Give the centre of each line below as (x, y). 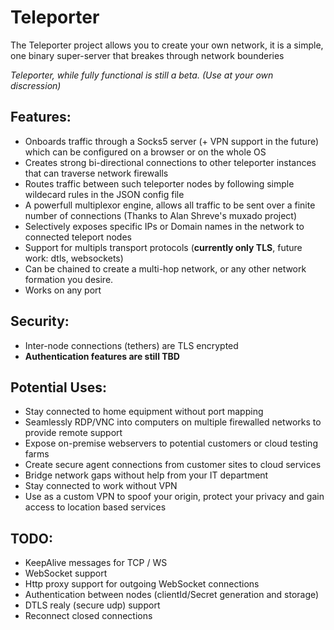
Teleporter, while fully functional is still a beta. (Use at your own (142, 75)
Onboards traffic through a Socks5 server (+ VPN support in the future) (172, 141)
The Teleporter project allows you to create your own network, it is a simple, (167, 45)
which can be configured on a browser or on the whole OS (145, 152)
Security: (40, 321)
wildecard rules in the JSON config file (104, 194)
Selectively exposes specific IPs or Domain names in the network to (164, 226)
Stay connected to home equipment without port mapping (144, 412)
